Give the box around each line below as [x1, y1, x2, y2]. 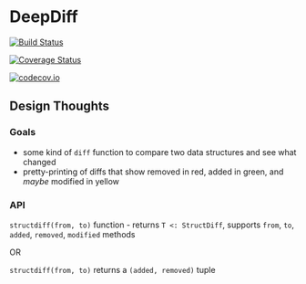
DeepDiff [9, 6, 79, 27]
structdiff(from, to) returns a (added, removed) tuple [9, 264, 216, 275]
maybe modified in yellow [22, 175, 120, 186]
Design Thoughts [9, 99, 110, 114]
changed [22, 156, 56, 167]
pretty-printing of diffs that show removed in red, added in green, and [22, 166, 284, 177]
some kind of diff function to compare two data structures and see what [22, 146, 297, 157]
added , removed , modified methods [9, 228, 136, 239]
